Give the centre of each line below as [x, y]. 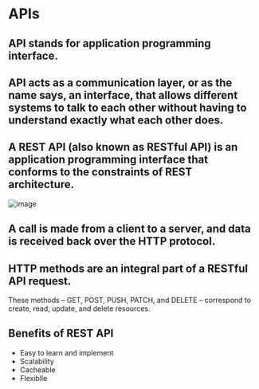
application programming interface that [108, 160]
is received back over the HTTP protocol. [112, 241]
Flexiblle [33, 378]
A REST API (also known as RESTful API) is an [123, 147]
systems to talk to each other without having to [128, 107]
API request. [40, 281]
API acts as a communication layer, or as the [120, 83]
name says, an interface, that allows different [123, 95]
